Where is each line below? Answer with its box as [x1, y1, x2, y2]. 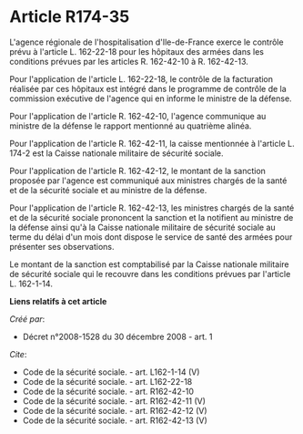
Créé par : [9, 313, 45, 325]
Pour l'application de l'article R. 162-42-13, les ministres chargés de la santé [9, 202, 295, 213]
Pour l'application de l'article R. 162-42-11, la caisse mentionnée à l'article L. [9, 138, 295, 149]
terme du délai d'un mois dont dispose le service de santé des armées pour [9, 231, 293, 243]
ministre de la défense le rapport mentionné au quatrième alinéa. [9, 120, 252, 131]
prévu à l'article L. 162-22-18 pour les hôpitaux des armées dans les [9, 46, 264, 57]
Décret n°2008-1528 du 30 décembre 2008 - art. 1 [22, 331, 213, 342]
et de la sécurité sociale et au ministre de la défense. [9, 184, 207, 195]
